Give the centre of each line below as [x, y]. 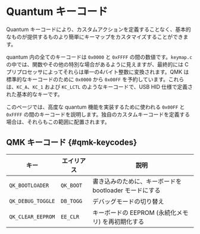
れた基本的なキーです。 [35, 94]
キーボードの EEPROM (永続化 [135, 213]
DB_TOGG [71, 201]
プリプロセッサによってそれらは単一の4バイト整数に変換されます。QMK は [98, 72]
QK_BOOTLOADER [29, 185]
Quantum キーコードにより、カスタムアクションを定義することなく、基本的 [99, 29]
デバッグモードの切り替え [129, 201]
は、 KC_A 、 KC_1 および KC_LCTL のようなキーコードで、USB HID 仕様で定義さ [100, 87]
